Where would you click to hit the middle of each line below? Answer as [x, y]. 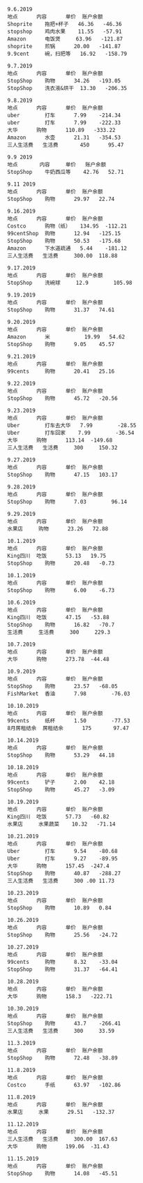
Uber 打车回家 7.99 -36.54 [71, 433]
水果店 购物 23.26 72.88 [58, 529]
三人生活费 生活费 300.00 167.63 [62, 1139]
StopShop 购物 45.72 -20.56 [62, 399]
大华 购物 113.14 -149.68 [60, 440]
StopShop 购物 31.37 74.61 [61, 310]
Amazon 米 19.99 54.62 [66, 337]
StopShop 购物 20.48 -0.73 [61, 563]
